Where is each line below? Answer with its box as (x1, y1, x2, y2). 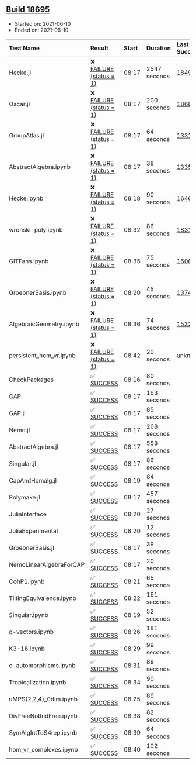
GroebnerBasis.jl (9, 543, 54, 552)
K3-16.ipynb (9, 645, 45, 653)
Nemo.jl (9, 426, 30, 434)
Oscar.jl (9, 99, 30, 108)
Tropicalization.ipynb (9, 678, 66, 686)
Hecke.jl (9, 68, 32, 77)
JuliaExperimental (9, 526, 58, 535)
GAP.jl (9, 409, 26, 417)
